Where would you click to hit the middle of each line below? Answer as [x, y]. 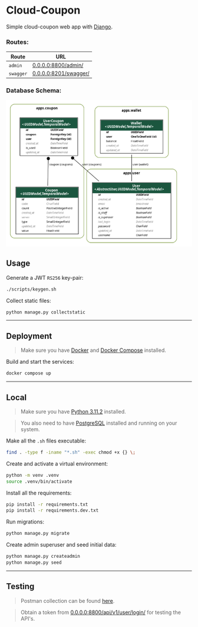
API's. [28, 618]
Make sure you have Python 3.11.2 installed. [73, 411]
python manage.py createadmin [43, 557]
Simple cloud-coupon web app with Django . [60, 27]
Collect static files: [29, 300]
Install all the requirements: [39, 493]
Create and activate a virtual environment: [57, 463]
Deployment [29, 336]
